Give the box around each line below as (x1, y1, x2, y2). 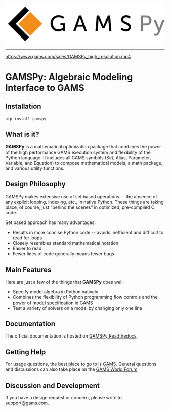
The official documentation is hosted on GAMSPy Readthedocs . (5, 333, 138, 339)
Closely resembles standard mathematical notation (12, 240, 119, 246)
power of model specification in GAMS (12, 300, 93, 306)
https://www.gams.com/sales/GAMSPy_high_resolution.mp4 (5, 54, 131, 60)
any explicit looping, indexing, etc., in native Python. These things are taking (5, 199, 164, 205)
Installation (5, 102, 41, 110)
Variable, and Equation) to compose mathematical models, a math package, (5, 160, 163, 166)
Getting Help (5, 348, 46, 356)
